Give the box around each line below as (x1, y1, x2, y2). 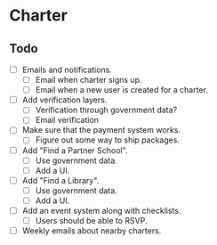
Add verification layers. (21, 94, 108, 105)
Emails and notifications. (21, 64, 113, 75)
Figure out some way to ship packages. (35, 135, 181, 145)
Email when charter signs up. (35, 75, 142, 86)
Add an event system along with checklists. (21, 205, 181, 216)
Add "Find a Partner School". (21, 144, 128, 156)
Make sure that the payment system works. (21, 125, 181, 135)
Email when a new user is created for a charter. (35, 85, 209, 95)
